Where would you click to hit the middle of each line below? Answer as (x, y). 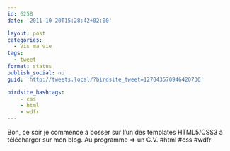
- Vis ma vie (33, 47)
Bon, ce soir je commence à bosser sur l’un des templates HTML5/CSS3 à (115, 132)
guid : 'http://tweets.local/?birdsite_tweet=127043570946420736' (105, 79)
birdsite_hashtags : (36, 92)
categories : (25, 40)
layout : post (27, 33)
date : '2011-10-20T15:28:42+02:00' (60, 21)
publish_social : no (36, 73)
